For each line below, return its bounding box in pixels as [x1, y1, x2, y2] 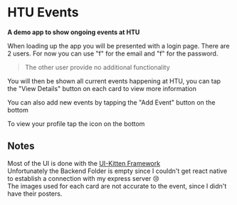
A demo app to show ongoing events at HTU [7, 28, 140, 36]
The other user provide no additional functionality [24, 63, 171, 71]
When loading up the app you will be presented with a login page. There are [7, 41, 230, 50]
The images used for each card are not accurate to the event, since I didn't [7, 182, 227, 190]
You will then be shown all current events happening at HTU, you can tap [7, 76, 221, 85]
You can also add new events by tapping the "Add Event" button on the [7, 98, 216, 107]
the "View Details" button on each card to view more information [7, 84, 197, 93]
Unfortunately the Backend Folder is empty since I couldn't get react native [7, 167, 228, 175]
